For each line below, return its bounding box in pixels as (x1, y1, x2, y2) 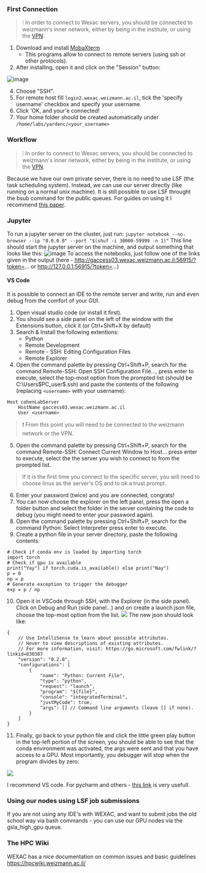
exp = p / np (7, 587, 40, 593)
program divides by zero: (15, 758, 80, 766)
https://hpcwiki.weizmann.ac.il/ (7, 859, 86, 867)
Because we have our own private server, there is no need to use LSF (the (7, 174, 194, 182)
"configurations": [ (18, 662, 71, 668)
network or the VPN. (21, 430, 74, 437)
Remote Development (25, 341, 80, 349)
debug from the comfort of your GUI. (7, 297, 100, 305)
